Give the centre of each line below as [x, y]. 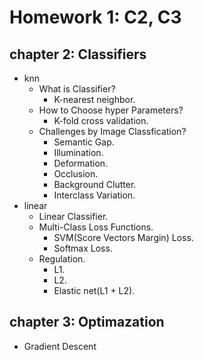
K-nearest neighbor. [94, 99]
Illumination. [78, 152]
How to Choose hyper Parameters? [111, 110]
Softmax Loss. [83, 248]
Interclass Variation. [94, 195]
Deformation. [81, 163]
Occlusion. [76, 174]
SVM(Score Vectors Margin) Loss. [123, 237]
